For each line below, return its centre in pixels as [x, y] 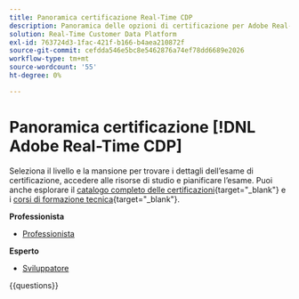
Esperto [24, 251]
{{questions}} [34, 285]
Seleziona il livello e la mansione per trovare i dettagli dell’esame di [131, 171]
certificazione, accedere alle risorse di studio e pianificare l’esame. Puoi [141, 180]
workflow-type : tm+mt [49, 59]
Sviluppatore [45, 268]
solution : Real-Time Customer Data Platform [93, 34]
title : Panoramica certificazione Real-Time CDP [101, 17]
